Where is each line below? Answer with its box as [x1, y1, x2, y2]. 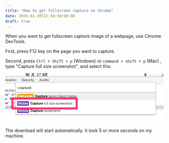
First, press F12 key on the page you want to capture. [5, 48, 116, 54]
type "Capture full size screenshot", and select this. [5, 63, 112, 69]
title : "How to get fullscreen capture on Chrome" [5, 8, 114, 13]
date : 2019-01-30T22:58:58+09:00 [5, 13, 75, 19]
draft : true [5, 19, 30, 24]
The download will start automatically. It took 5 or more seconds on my [5, 127, 152, 133]
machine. [5, 132, 25, 138]
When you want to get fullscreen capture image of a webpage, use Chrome [5, 33, 161, 39]
